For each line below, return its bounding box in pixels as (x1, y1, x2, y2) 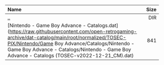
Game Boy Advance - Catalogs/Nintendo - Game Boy (7, 46, 131, 52)
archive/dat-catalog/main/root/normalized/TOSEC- (7, 34, 126, 40)
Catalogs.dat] (87, 22, 119, 28)
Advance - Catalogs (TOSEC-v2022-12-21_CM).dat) (7, 52, 134, 59)
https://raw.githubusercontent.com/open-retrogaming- (9, 28, 137, 35)
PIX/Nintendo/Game (7, 40, 54, 47)
